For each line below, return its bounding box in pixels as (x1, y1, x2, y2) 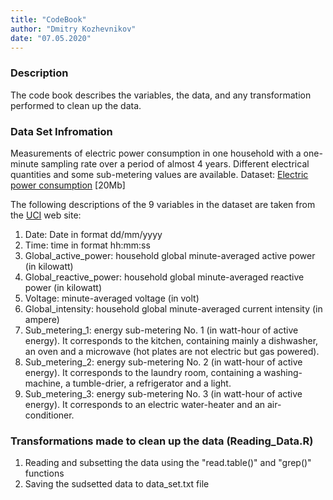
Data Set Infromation (10, 124, 113, 138)
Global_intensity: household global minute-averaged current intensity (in (24, 302, 323, 315)
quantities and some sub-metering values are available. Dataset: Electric (10, 168, 309, 180)
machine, (24, 377, 64, 389)
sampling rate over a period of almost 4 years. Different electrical (40, 157, 310, 170)
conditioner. (24, 409, 75, 421)
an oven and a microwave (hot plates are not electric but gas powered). (24, 345, 320, 357)
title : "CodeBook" (10, 14, 87, 25)
